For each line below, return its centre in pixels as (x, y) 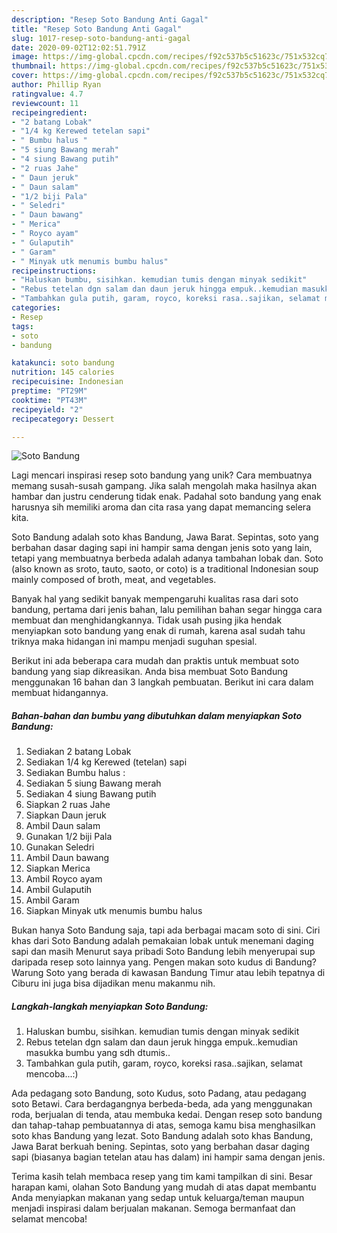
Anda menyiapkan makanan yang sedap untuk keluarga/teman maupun (158, 1198)
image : (25, 57)
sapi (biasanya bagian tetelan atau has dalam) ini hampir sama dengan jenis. (168, 1157)
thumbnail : (34, 66)
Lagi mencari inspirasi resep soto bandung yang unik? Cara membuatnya (162, 475)
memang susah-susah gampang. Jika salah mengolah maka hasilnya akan (164, 486)
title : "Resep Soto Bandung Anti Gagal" (97, 29)
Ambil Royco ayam (64, 879)
